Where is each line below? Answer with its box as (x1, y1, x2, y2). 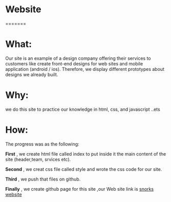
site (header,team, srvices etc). (5, 156, 71, 162)
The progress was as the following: (5, 141, 79, 147)
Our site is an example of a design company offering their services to (5, 55, 151, 61)
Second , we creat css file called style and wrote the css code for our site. (5, 166, 162, 172)
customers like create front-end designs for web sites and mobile (5, 60, 143, 67)
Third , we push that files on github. (5, 176, 81, 182)
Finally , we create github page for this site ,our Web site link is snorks (5, 186, 154, 192)
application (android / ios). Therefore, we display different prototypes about (5, 66, 165, 72)
